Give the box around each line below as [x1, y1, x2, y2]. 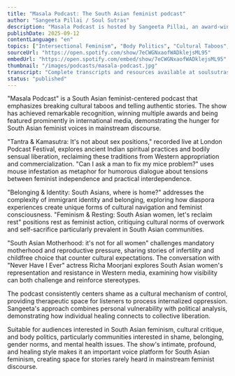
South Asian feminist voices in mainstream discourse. [7, 124, 162, 133]
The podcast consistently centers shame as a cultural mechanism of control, [7, 289, 228, 298]
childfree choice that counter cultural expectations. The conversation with [7, 254, 220, 262]
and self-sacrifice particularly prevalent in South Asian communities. [7, 225, 205, 234]
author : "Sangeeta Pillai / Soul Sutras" [7, 17, 130, 24]
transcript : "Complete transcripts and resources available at [7, 68, 196, 75]
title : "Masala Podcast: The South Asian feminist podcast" [7, 10, 187, 17]
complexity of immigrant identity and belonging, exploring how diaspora [7, 196, 215, 204]
